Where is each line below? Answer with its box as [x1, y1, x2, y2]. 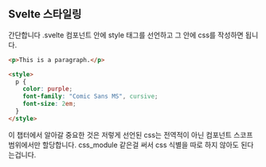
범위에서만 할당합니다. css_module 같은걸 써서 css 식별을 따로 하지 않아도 [8, 140, 239, 150]
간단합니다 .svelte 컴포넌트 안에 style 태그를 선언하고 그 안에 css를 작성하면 [8, 30, 244, 40]
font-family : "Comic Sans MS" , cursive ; [22, 92, 158, 101]
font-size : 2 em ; [22, 100, 77, 108]
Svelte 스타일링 [8, 7, 82, 21]
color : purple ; [22, 85, 73, 93]
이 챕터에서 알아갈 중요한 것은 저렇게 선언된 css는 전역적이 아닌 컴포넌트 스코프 [8, 130, 253, 139]
